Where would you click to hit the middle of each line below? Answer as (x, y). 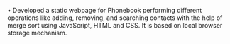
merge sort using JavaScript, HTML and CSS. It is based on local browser (115, 25)
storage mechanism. (37, 33)
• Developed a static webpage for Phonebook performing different (105, 10)
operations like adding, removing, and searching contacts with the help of (115, 18)
